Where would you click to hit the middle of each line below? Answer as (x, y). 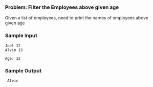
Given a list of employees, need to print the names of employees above (77, 18)
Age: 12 (13, 58)
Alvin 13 (14, 50)
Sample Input (21, 35)
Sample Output (23, 70)
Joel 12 (13, 46)
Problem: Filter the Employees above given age (62, 7)
